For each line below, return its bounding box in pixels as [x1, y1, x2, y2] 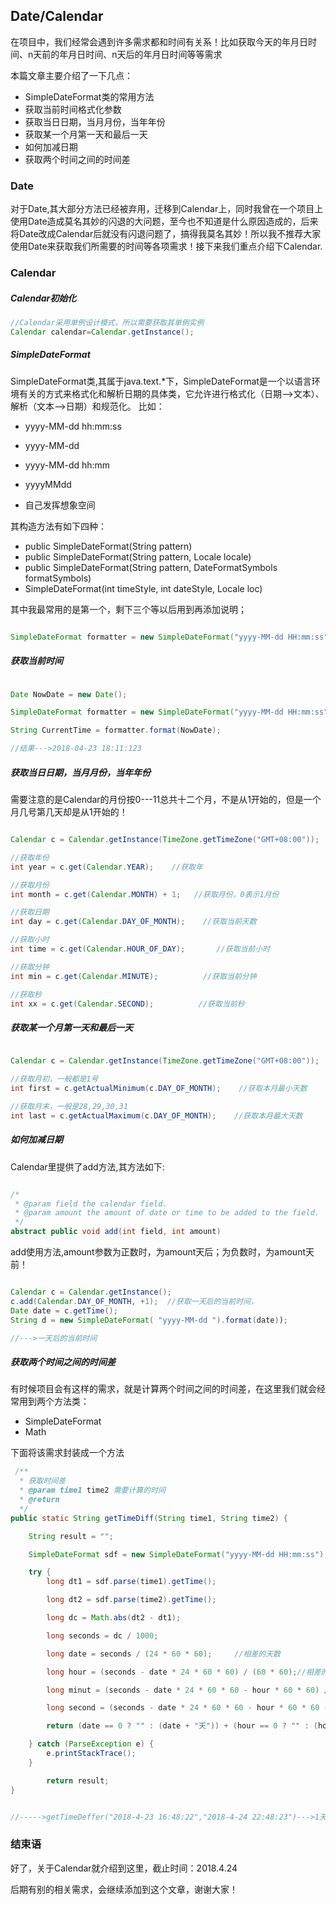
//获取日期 [10, 907, 50, 918]
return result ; [46, 1775, 110, 1786]
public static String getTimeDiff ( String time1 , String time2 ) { [10, 1513, 288, 1523]
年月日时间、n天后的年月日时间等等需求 [59, 48, 223, 60]
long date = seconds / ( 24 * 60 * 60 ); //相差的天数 [46, 1649, 281, 1659]
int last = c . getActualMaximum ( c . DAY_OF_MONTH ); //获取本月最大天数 [10, 1110, 303, 1121]
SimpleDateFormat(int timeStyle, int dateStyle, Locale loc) [24, 582, 263, 594]
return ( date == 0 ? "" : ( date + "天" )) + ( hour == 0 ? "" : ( [46, 1721, 318, 1731]
